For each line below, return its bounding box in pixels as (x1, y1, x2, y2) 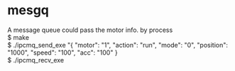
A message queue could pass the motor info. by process (7, 26, 173, 34)
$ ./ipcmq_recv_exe (7, 55, 65, 64)
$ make (7, 33, 30, 41)
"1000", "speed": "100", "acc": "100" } (7, 48, 119, 57)
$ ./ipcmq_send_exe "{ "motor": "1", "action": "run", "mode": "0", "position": (7, 40, 229, 49)
